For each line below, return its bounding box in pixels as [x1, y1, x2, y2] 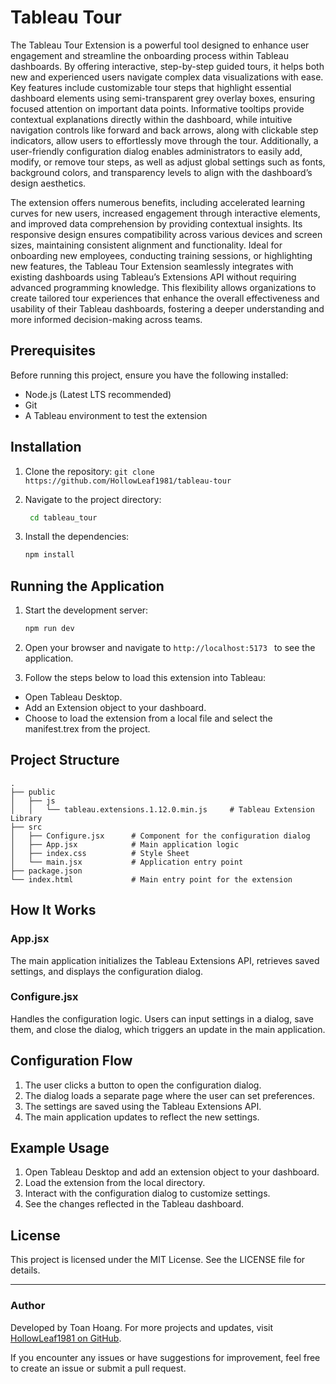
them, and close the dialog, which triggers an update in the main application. [10, 1023, 326, 1035]
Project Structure [10, 752, 120, 769]
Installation [10, 439, 82, 456]
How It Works [10, 902, 97, 919]
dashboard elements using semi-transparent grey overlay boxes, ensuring [10, 92, 316, 104]
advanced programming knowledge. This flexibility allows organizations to [10, 281, 317, 293]
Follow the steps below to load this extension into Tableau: [24, 672, 267, 683]
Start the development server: [24, 604, 149, 616]
